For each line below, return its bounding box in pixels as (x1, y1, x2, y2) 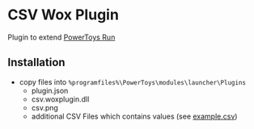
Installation (7, 56, 66, 69)
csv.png (31, 102, 58, 112)
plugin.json (31, 85, 69, 95)
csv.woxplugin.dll (31, 94, 90, 104)
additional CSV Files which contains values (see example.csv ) (31, 111, 238, 121)
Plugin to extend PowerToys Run (7, 32, 116, 42)
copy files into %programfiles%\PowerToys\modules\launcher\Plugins (19, 77, 246, 86)
